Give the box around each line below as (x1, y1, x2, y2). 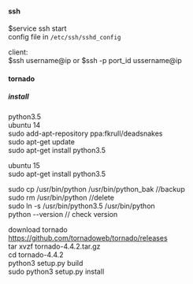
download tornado (8, 225, 69, 234)
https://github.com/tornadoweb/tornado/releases (8, 233, 168, 242)
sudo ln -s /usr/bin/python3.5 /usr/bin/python (8, 201, 155, 211)
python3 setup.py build (8, 258, 84, 267)
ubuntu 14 (8, 120, 41, 129)
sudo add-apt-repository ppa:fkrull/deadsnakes (8, 129, 163, 138)
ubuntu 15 (8, 160, 41, 170)
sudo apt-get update (8, 136, 75, 146)
